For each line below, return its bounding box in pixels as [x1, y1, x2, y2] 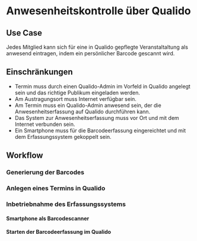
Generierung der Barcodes [6, 168, 85, 176]
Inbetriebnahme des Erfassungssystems [6, 200, 126, 208]
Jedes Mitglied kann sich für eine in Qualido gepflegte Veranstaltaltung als [6, 43, 189, 50]
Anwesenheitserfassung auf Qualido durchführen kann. [14, 108, 151, 115]
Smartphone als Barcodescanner [6, 215, 90, 222]
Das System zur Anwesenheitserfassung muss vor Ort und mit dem [14, 114, 179, 121]
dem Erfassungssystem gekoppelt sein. [14, 133, 112, 140]
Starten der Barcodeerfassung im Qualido [6, 229, 112, 236]
